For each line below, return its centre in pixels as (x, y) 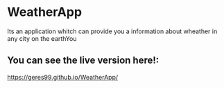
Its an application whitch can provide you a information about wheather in (112, 31)
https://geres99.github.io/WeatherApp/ (63, 77)
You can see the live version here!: (83, 61)
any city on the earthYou (42, 38)
